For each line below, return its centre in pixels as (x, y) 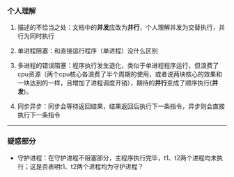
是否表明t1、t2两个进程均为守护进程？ (90, 166)
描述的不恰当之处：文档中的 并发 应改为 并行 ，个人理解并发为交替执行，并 (121, 27)
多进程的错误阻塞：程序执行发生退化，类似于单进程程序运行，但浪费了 (118, 66)
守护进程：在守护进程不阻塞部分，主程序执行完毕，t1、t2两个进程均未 (117, 158)
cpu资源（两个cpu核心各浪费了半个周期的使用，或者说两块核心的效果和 (120, 74)
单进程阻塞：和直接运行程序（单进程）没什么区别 (87, 51)
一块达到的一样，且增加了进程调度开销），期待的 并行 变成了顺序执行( (115, 83)
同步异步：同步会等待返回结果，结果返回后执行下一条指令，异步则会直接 (121, 106)
